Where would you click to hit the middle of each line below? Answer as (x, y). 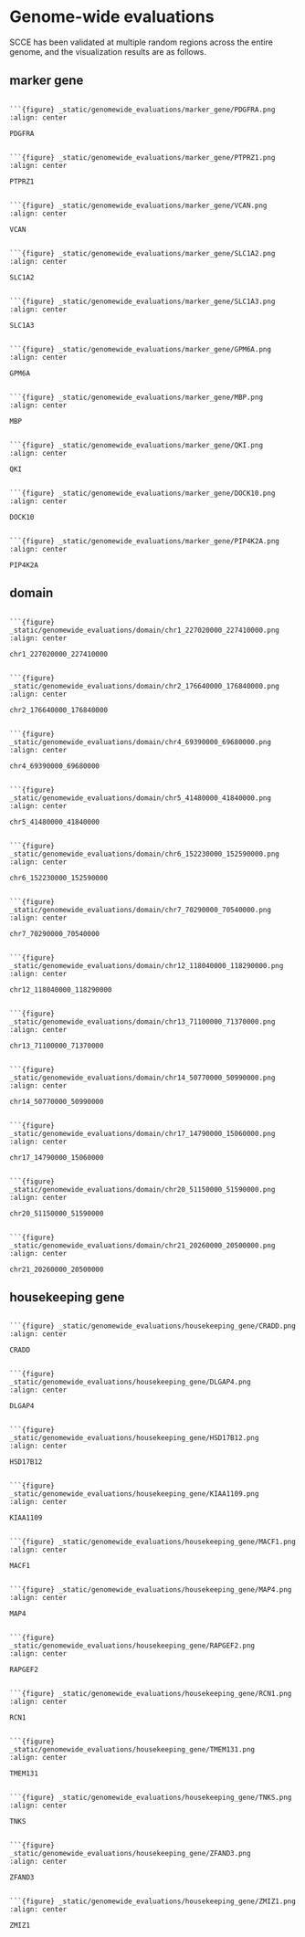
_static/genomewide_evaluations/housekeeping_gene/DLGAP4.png (130, 1382)
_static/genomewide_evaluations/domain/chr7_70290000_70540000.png (141, 910)
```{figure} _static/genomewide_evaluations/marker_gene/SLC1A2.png (142, 253)
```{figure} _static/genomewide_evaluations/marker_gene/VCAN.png (138, 205)
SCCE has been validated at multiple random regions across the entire (142, 42)
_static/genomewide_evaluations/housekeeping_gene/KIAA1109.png (134, 1494)
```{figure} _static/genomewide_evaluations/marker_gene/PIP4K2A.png (145, 541)
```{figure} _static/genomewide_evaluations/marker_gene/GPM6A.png (141, 349)
